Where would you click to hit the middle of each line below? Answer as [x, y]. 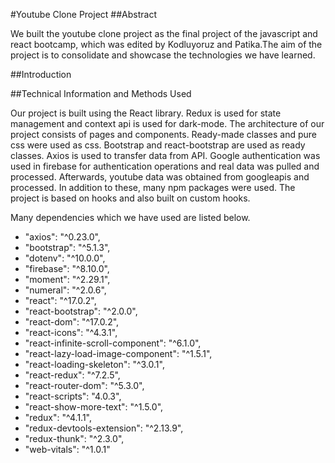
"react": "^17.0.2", [60, 300]
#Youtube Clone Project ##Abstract [83, 14]
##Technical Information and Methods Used [101, 93]
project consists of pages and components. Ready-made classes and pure [163, 134]
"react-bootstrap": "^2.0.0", [81, 311]
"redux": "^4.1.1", [58, 417]
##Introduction [41, 74]
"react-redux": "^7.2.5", [72, 375]
